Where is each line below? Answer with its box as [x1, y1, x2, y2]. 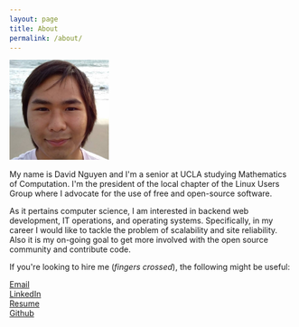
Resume [9, 298, 41, 309]
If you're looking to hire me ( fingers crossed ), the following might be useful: [9, 261, 291, 272]
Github [9, 307, 34, 318]
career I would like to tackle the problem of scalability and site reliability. [9, 224, 278, 235]
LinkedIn [9, 288, 42, 299]
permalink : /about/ [9, 33, 83, 42]
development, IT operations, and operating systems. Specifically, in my [9, 215, 274, 226]
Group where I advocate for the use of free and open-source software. [9, 188, 273, 199]
